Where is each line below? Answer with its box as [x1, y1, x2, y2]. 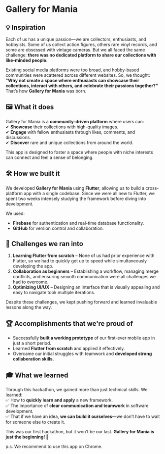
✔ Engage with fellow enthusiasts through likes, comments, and [5, 129, 135, 135]
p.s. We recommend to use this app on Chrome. [5, 444, 103, 450]
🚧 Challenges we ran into [5, 240, 83, 248]
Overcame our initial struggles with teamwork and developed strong [12, 351, 152, 357]
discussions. [5, 134, 31, 140]
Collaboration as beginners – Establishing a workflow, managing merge [12, 268, 159, 274]
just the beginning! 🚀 [5, 434, 49, 440]
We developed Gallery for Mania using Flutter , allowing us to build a [5, 185, 145, 191]
